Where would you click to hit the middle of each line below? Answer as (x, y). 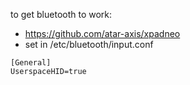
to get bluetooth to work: (61, 14)
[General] (31, 63)
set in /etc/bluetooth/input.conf (89, 44)
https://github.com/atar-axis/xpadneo (102, 33)
